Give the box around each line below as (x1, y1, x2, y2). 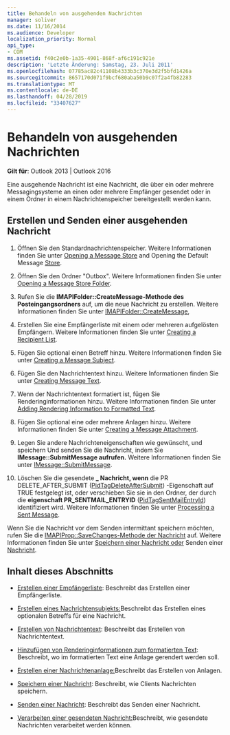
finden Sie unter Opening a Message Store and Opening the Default (16, 251, 209, 259)
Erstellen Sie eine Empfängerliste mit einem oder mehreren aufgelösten (16, 320, 219, 329)
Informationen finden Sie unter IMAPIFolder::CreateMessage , (16, 307, 190, 315)
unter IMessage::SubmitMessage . (16, 460, 113, 468)
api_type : (7, 42, 36, 49)
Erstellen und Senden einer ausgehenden (7, 215, 188, 227)
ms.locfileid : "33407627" (7, 100, 81, 107)
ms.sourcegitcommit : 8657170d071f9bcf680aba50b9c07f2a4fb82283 (7, 74, 192, 81)
